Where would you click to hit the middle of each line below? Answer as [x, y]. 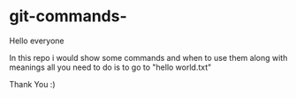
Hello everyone [37, 41]
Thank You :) [32, 84]
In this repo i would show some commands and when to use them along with [148, 57]
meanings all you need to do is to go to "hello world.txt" [110, 67]
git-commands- [68, 16]
